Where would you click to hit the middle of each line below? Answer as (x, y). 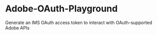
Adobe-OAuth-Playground (61, 9)
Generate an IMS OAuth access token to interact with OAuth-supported (79, 22)
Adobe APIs (18, 27)
